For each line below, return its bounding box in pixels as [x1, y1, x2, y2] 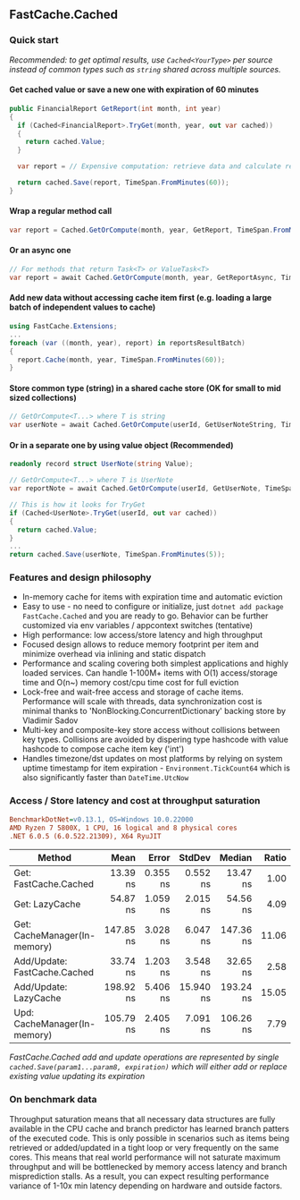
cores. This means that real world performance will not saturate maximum [9, 1152, 281, 1162]
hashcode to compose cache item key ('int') [21, 744, 185, 754]
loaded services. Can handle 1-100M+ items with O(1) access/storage [21, 668, 279, 678]
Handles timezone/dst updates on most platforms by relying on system [21, 753, 283, 764]
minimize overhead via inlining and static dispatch [21, 649, 206, 660]
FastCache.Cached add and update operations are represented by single [9, 1051, 279, 1063]
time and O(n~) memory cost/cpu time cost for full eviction [21, 677, 239, 688]
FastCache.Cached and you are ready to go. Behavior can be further [21, 610, 269, 621]
